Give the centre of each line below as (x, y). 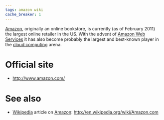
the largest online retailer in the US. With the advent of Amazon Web (75, 34)
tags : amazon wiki (24, 10)
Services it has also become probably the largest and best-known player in (82, 39)
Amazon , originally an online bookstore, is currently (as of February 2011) (80, 28)
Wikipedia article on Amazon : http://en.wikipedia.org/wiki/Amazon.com (85, 112)
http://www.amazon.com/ (39, 78)
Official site (29, 64)
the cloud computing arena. (34, 44)
